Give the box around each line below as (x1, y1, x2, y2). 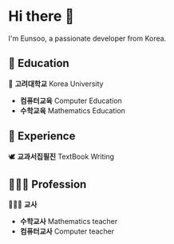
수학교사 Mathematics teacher (19, 217, 118, 226)
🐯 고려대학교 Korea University (8, 79, 104, 89)
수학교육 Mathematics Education (19, 105, 126, 115)
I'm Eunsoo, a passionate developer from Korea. (8, 33, 167, 43)
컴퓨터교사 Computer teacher (19, 226, 115, 236)
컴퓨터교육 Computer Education (19, 96, 122, 105)
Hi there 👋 (8, 7, 74, 26)
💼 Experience (8, 129, 76, 143)
